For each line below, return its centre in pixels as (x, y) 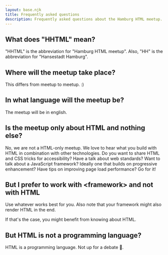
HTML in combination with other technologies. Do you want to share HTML (82, 153)
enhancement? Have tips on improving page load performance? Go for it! (81, 169)
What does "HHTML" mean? (50, 39)
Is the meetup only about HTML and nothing (75, 128)
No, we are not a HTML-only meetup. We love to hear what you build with (81, 147)
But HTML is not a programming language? (73, 235)
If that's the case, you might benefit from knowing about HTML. (71, 219)
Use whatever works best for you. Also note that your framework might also (83, 204)
